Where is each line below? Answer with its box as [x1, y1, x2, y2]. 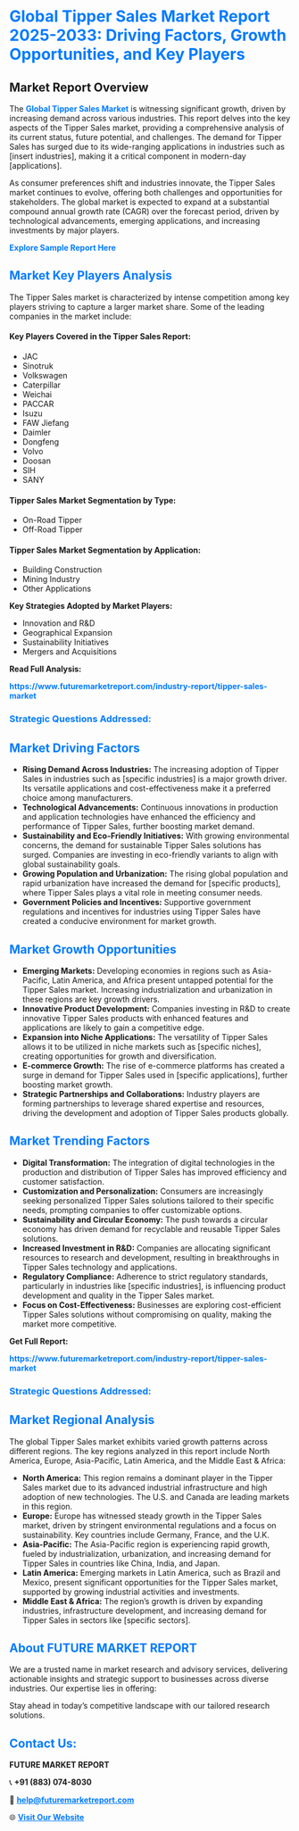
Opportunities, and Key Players [9, 45, 245, 64]
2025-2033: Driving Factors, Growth [9, 25, 287, 46]
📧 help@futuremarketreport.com [9, 1794, 135, 1805]
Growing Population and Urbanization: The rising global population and [21, 869, 288, 879]
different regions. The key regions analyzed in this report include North [9, 1445, 270, 1456]
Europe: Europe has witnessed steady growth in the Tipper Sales [21, 1511, 262, 1521]
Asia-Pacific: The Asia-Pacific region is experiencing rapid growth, [21, 1538, 270, 1550]
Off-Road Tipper [21, 524, 83, 535]
